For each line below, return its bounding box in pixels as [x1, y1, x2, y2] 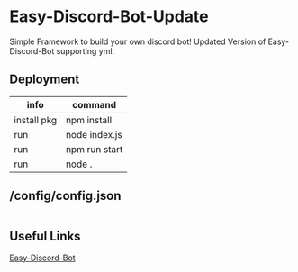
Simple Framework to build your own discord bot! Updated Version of [9, 36, 266, 47]
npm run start [66, 142, 123, 155]
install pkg [14, 113, 58, 126]
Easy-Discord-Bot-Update [9, 6, 209, 27]
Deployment [9, 72, 80, 87]
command [71, 98, 117, 111]
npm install [66, 113, 113, 126]
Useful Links [9, 228, 81, 244]
